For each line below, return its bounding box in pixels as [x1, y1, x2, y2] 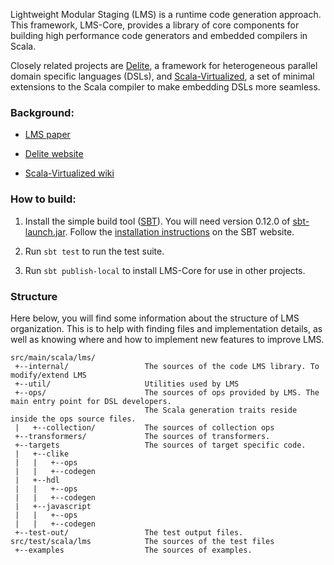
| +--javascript [14, 501, 92, 511]
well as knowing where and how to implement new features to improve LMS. [10, 333, 325, 345]
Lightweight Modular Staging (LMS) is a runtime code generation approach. [10, 9, 322, 20]
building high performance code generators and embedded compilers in [10, 30, 308, 41]
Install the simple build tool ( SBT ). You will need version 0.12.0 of [24, 215, 291, 227]
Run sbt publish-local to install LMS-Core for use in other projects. [24, 264, 306, 276]
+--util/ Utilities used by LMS [14, 379, 240, 389]
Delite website [24, 148, 84, 160]
